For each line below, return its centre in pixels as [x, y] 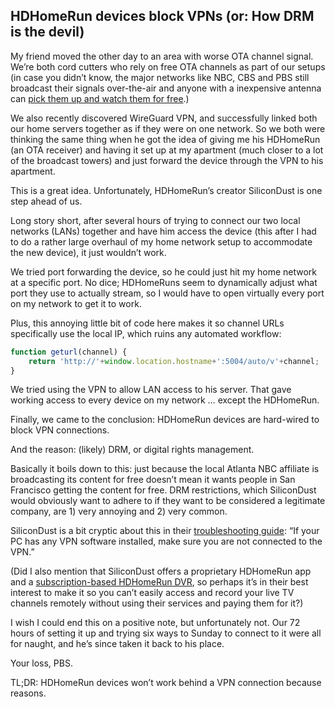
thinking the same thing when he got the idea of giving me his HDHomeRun [165, 139]
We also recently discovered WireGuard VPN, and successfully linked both [164, 118]
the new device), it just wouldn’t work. [88, 252]
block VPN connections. [60, 430]
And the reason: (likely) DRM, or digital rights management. [132, 450]
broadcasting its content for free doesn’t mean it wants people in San [153, 480]
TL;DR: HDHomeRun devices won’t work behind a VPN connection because [166, 683]
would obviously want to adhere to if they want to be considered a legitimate [168, 501]
